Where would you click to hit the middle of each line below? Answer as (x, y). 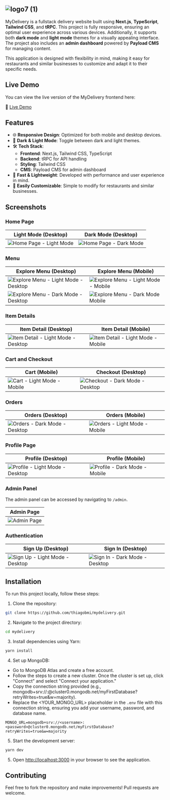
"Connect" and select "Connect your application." (64, 681)
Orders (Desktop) (46, 415)
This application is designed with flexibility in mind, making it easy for (78, 58)
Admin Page (25, 512)
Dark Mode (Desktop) (111, 235)
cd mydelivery (20, 631)
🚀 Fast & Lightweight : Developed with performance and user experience (88, 175)
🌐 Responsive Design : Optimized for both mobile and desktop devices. (87, 135)
